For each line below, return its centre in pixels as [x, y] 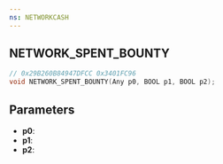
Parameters [42, 109]
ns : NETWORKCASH [39, 17]
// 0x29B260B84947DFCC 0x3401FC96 [73, 74]
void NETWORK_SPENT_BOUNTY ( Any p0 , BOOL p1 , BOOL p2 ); [112, 82]
